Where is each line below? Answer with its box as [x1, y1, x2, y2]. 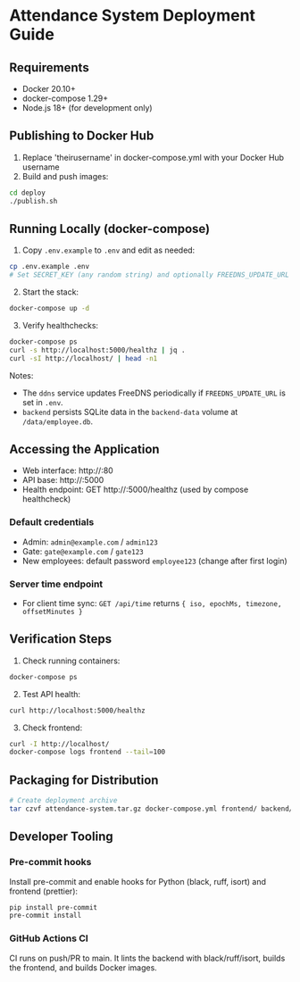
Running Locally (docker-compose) [9, 221, 211, 237]
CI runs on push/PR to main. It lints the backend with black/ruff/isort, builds [9, 953, 286, 963]
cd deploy [9, 188, 46, 197]
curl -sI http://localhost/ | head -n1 [9, 354, 158, 362]
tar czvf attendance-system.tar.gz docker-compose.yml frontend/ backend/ [9, 804, 294, 813]
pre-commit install [9, 911, 82, 920]
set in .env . [21, 396, 64, 407]
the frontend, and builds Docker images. [9, 961, 158, 973]
